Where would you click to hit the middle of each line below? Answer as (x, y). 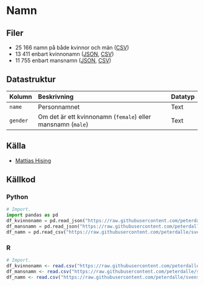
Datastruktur (31, 80)
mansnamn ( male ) (63, 124)
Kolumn (21, 97)
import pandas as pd (32, 215)
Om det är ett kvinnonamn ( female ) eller (94, 117)
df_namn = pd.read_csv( (36, 232)
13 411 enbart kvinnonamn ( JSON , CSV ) (64, 54)
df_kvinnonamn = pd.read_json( (46, 221)
